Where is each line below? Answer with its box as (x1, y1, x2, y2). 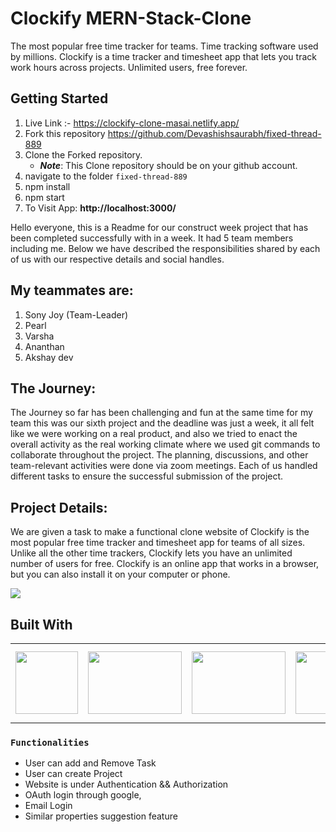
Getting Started (10, 90, 109, 107)
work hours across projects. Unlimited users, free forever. (10, 61, 248, 73)
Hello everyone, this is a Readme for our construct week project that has (10, 221, 309, 233)
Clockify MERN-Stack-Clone (10, 7, 252, 30)
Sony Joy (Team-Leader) (24, 308, 129, 321)
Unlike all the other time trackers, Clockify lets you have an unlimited (10, 547, 293, 559)
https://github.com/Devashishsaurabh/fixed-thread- (107, 127, 322, 139)
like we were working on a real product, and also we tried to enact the (10, 428, 298, 440)
